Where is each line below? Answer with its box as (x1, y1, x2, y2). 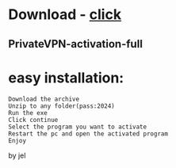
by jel (8, 151, 26, 160)
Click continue (8, 116, 59, 124)
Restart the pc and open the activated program (8, 129, 169, 138)
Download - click (8, 6, 121, 24)
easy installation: (8, 69, 124, 86)
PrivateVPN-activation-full (8, 37, 143, 51)
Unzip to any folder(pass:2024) (8, 101, 115, 110)
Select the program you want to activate (8, 123, 147, 131)
